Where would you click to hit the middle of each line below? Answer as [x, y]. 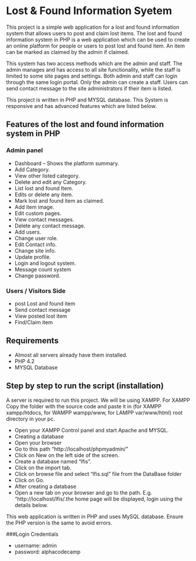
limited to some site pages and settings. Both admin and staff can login [92, 76]
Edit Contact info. [36, 244]
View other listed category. [47, 176]
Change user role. [36, 238]
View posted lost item [41, 316]
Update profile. [33, 257]
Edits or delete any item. [44, 194]
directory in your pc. [31, 419]
